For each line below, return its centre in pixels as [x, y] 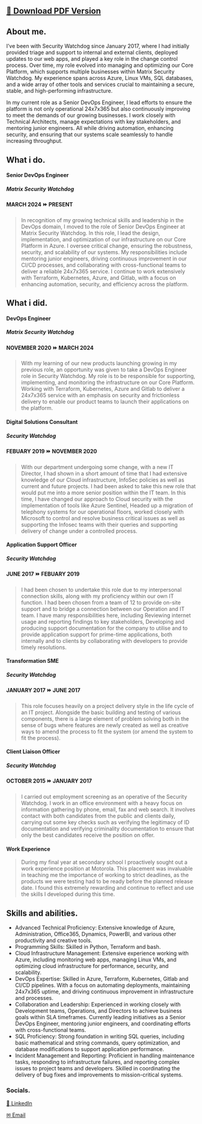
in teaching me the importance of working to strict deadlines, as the [105, 875]
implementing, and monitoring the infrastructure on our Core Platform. [108, 382]
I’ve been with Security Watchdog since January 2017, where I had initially [98, 46]
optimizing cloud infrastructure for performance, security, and [92, 966]
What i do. [26, 160]
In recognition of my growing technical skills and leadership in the [102, 220]
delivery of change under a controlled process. [79, 531]
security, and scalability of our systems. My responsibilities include [104, 252]
